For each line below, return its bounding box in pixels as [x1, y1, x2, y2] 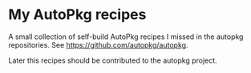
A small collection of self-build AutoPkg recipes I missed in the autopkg [8, 32, 244, 41]
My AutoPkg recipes [8, 6, 147, 24]
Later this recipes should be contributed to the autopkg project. [8, 56, 218, 65]
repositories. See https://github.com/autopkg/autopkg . [8, 40, 188, 49]
